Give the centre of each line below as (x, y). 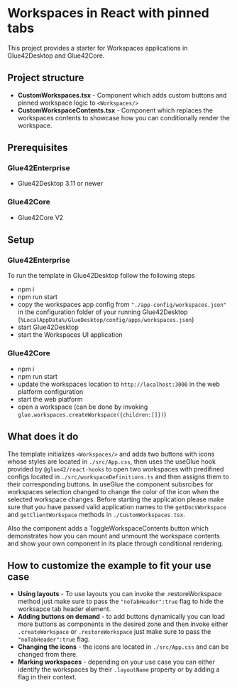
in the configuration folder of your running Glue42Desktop (103, 312)
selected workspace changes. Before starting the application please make (116, 499)
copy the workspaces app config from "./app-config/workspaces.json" (122, 305)
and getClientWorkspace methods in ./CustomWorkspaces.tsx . (97, 514)
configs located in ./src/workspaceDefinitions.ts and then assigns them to (118, 476)
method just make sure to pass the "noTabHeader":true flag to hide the (120, 601)
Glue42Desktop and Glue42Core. (56, 56)
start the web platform (50, 399)
